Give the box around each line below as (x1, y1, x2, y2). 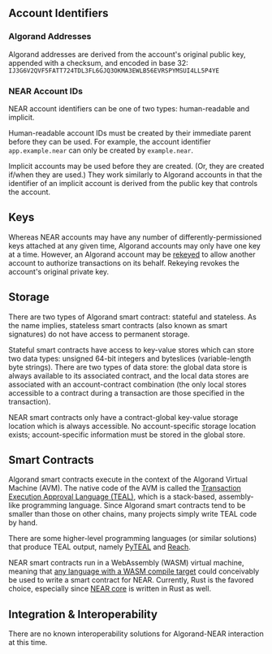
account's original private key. (8, 266, 110, 276)
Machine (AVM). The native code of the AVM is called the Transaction (8, 483, 242, 493)
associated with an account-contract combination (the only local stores (8, 379, 247, 389)
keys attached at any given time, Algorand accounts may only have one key (8, 240, 261, 250)
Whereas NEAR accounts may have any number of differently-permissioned (8, 232, 262, 242)
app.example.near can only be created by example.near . (8, 145, 193, 155)
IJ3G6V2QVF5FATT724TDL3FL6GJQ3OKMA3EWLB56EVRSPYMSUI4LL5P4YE (8, 67, 220, 75)
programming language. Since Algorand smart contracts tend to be (21, 500, 246, 510)
